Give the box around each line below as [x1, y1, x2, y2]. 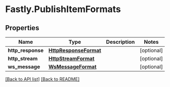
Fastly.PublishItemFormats [5, 4, 121, 15]
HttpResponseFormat [48, 47, 101, 54]
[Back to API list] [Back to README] [5, 76, 80, 82]
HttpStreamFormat [48, 55, 95, 62]
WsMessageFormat [48, 63, 97, 70]
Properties [5, 24, 39, 32]
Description [106, 39, 135, 45]
